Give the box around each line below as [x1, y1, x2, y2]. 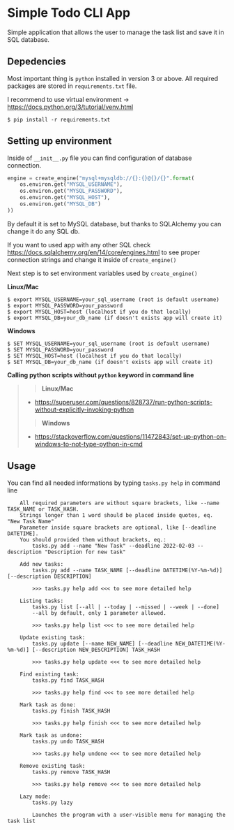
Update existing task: [19, 634, 86, 641]
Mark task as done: [19, 701, 77, 708]
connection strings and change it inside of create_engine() [7, 255, 177, 263]
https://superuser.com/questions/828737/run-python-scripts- [34, 398, 213, 406]
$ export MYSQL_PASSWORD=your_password [7, 302, 123, 309]
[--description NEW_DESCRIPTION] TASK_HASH [32, 646, 160, 653]
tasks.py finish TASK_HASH [32, 707, 111, 714]
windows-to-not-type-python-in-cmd [34, 439, 143, 448]
